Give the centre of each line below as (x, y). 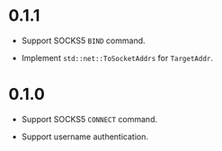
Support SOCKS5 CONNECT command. (89, 119)
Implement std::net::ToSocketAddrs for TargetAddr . (117, 58)
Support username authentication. (85, 137)
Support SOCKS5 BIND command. (83, 40)
